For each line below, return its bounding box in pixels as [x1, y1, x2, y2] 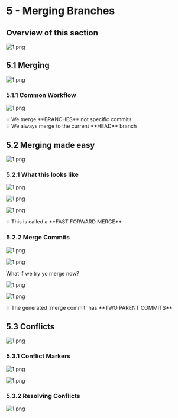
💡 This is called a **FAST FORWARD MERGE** [6, 218, 122, 225]
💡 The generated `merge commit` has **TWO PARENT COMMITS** [6, 304, 173, 311]
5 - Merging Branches [6, 4, 115, 18]
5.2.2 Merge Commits [6, 234, 70, 242]
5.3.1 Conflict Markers [6, 352, 71, 360]
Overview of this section [6, 28, 99, 38]
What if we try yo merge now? [6, 270, 80, 277]
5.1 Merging [6, 60, 50, 70]
